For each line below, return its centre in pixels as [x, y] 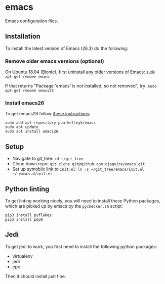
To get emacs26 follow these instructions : [48, 114]
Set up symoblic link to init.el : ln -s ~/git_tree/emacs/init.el [78, 169]
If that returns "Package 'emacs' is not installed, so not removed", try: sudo [81, 86]
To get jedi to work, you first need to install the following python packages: [81, 246]
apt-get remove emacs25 [30, 91]
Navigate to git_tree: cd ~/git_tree [48, 159]
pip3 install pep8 [24, 219]
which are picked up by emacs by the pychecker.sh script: [64, 206]
